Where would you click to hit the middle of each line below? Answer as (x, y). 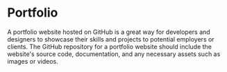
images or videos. (33, 61)
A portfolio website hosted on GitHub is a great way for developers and (109, 32)
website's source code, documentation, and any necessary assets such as (114, 54)
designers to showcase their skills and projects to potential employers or (111, 39)
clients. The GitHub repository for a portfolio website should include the (109, 46)
